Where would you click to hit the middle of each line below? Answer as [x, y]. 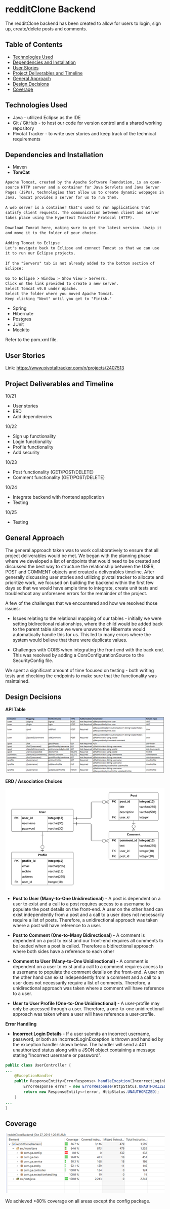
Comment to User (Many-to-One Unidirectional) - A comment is [80, 961]
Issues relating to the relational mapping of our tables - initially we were [87, 618]
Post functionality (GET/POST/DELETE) [53, 472]
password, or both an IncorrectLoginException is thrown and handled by [88, 1039]
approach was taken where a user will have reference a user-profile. [84, 1014]
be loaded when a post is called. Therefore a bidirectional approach [83, 946]
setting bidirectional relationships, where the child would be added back [88, 624]
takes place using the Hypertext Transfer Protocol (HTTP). [70, 218]
